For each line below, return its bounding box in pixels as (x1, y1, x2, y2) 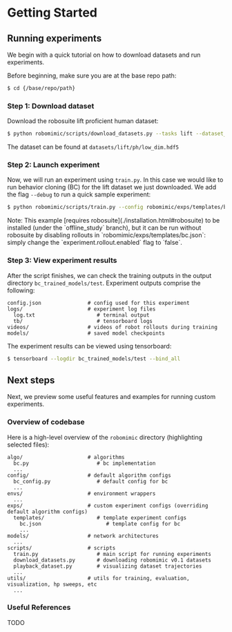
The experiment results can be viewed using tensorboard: (7, 342, 172, 350)
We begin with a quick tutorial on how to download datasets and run (7, 50, 201, 59)
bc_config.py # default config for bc (13, 478, 168, 485)
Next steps (7, 374, 55, 386)
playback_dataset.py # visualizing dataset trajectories (13, 562, 202, 570)
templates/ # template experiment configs (13, 514, 187, 521)
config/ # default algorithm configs (7, 472, 171, 478)
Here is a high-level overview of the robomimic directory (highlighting (7, 433, 202, 441)
